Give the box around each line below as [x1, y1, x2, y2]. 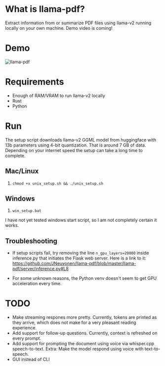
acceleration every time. [12, 281, 62, 287]
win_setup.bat [12, 209, 41, 213]
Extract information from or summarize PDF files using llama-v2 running [5, 20, 152, 26]
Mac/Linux [5, 167, 39, 175]
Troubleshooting [5, 237, 58, 245]
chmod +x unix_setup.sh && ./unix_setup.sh [12, 181, 104, 186]
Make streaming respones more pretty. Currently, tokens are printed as [12, 314, 157, 320]
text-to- [144, 346, 161, 352]
